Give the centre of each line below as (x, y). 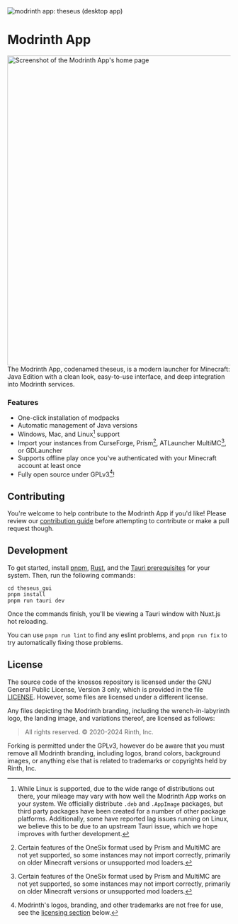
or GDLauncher (40, 450)
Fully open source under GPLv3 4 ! (66, 474)
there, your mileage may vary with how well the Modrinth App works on (122, 796)
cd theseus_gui (30, 588)
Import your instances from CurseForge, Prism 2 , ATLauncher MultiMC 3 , (122, 442)
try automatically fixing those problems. (65, 642)
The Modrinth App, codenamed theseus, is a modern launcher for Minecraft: (119, 369)
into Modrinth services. (41, 384)
